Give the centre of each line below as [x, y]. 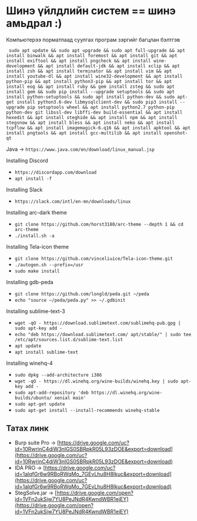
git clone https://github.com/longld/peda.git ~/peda [82, 294]
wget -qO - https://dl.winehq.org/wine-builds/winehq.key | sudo [96, 381]
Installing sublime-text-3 [36, 311]
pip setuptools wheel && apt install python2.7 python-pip [101, 107]
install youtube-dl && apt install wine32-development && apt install [94, 76]
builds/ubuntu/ [33, 398]
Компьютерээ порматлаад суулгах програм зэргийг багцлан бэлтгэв [93, 39]
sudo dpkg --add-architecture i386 [58, 375]
